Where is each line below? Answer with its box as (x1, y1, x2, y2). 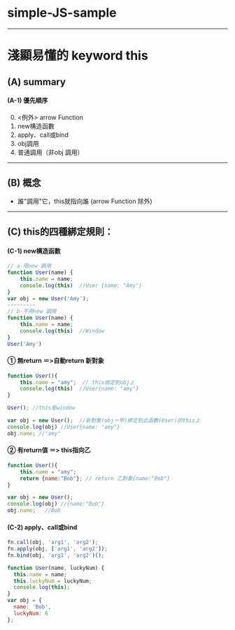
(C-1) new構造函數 (7, 247, 61, 255)
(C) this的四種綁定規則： (7, 226, 114, 237)
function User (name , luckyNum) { (7, 564, 105, 571)
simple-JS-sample (7, 5, 117, 21)
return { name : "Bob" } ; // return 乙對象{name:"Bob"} (20, 475, 171, 482)
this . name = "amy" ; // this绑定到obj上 (20, 379, 135, 386)
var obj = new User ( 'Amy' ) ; (7, 295, 90, 302)
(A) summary (7, 75, 66, 88)
